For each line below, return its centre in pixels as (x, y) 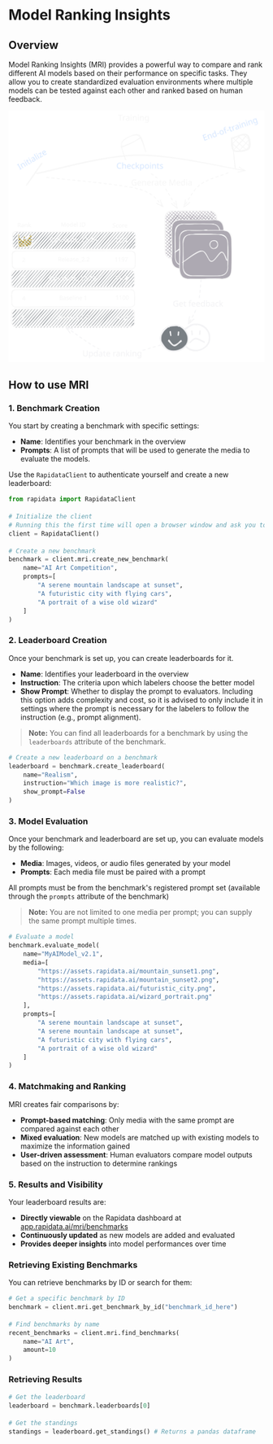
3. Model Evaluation (48, 821)
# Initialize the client (50, 517)
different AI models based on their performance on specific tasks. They (128, 73)
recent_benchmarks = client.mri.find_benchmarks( (94, 1332)
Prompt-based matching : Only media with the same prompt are (127, 1120)
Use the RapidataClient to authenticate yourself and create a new (119, 475)
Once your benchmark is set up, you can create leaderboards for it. (121, 658)
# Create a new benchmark (52, 551)
